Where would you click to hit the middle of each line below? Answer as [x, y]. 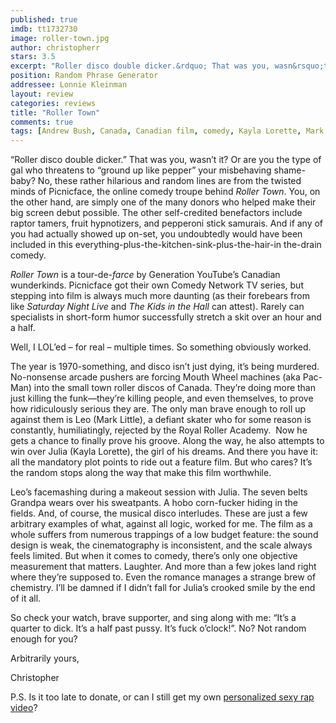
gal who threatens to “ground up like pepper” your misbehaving [141, 170]
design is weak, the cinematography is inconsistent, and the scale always [161, 545]
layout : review [42, 94]
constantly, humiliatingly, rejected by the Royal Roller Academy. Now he [159, 430]
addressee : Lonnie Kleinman [69, 85]
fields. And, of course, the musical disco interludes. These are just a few [159, 513]
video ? [24, 708]
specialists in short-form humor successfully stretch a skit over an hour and [166, 317]
